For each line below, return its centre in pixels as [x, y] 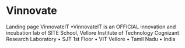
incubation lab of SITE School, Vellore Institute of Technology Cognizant [93, 32]
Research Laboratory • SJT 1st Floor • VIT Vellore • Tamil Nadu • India [91, 39]
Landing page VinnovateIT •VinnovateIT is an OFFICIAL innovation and [91, 27]
